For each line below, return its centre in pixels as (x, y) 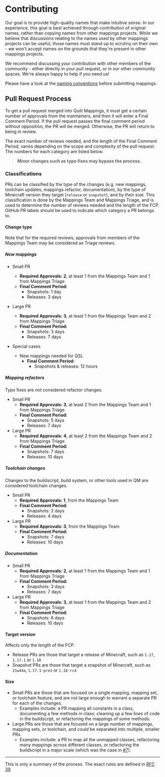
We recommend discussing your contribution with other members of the (78, 63)
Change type (19, 227)
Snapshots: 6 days (46, 618)
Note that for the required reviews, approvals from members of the (72, 238)
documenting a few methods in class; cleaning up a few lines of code (90, 713)
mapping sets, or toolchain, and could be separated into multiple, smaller (86, 729)
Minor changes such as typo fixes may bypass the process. (79, 161)
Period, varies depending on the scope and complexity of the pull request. (80, 146)
